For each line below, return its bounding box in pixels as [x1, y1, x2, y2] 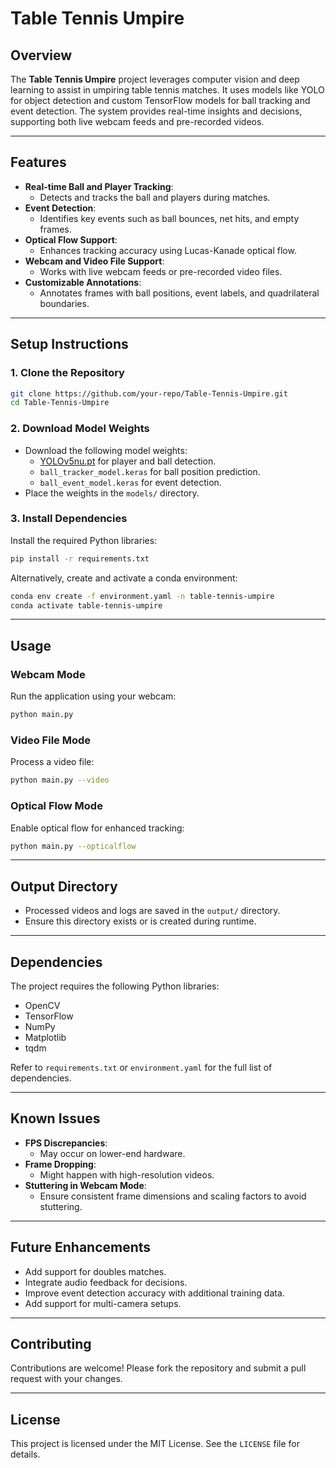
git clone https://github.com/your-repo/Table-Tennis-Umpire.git [10, 388, 288, 399]
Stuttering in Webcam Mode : [24, 1179, 147, 1191]
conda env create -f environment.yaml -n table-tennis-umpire [10, 591, 275, 601]
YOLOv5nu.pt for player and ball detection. [39, 455, 217, 467]
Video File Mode [10, 733, 92, 747]
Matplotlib [24, 1032, 67, 1043]
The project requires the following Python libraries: [10, 980, 220, 992]
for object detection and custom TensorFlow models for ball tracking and [10, 95, 311, 106]
